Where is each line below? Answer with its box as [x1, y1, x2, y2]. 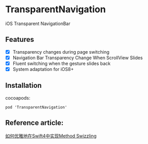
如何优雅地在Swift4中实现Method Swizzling [5, 133, 97, 139]
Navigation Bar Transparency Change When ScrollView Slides [12, 55, 143, 61]
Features [5, 35, 34, 44]
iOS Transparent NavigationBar [5, 20, 70, 27]
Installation [5, 81, 42, 90]
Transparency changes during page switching [12, 49, 110, 55]
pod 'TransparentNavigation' [5, 105, 67, 110]
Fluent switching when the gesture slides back [12, 60, 111, 66]
